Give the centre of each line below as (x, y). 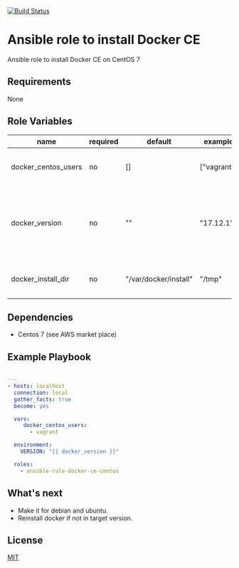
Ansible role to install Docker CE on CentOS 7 (74, 59)
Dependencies (40, 317)
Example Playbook (49, 357)
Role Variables (40, 121)
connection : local (41, 393)
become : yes (32, 406)
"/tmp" (211, 279)
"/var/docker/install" (159, 279)
